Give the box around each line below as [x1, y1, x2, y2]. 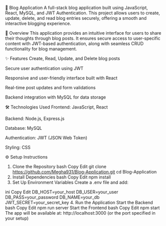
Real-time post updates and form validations [5, 85, 96, 90]
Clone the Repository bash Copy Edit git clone [12, 164, 107, 169]
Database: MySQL [5, 125, 42, 131]
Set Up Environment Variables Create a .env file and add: [12, 179, 129, 185]
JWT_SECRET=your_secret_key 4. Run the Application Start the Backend [5, 200, 153, 205]
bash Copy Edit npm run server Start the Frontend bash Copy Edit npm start [5, 205, 160, 211]
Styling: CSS [5, 144, 31, 150]
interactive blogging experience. [5, 20, 71, 26]
